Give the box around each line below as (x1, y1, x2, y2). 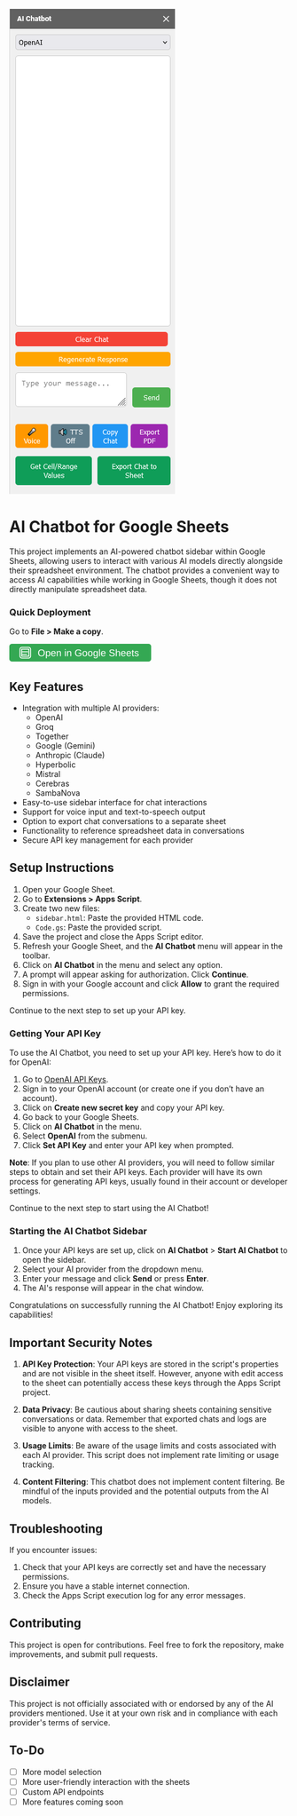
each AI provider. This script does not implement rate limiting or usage (21, 1450, 279, 1461)
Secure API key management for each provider (21, 835, 193, 845)
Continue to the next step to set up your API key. (9, 1004, 186, 1016)
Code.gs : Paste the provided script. (35, 922, 162, 932)
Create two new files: (21, 902, 100, 914)
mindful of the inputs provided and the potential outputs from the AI (21, 1486, 269, 1496)
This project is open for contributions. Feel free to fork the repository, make (9, 1639, 285, 1650)
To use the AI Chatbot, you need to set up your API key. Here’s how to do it (9, 1048, 282, 1059)
